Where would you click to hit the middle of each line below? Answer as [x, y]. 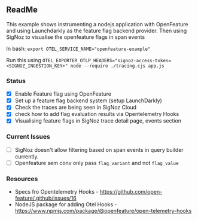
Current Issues [28, 137]
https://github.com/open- [131, 192]
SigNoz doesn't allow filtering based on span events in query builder [99, 149]
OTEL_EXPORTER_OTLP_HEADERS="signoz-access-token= [107, 60]
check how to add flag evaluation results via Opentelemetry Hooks [97, 114]
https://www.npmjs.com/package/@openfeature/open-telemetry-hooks [103, 211]
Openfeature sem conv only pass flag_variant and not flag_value [97, 163]
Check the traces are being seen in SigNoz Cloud [75, 108]
